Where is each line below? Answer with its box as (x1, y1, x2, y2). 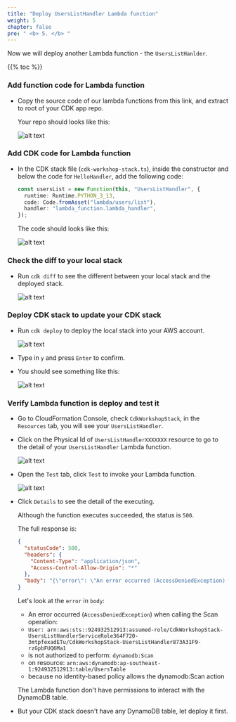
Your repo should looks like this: (17, 117, 110, 126)
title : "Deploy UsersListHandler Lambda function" (7, 10, 159, 18)
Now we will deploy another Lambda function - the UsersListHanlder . (7, 49, 208, 58)
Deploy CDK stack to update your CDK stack (7, 310, 162, 320)
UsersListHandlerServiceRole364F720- (27, 633, 139, 640)
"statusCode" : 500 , (24, 544, 81, 552)
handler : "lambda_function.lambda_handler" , (24, 205, 157, 212)
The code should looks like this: (17, 224, 110, 233)
